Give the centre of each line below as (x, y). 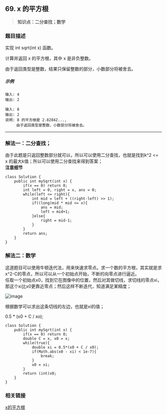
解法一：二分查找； (28, 143)
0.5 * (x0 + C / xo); (24, 316)
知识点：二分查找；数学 (41, 22)
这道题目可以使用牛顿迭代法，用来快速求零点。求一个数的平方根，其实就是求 (83, 267)
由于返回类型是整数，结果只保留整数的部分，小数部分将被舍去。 (70, 69)
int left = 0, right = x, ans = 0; (60, 190)
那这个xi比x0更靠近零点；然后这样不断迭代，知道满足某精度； (68, 286)
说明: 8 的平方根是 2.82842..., (36, 120)
